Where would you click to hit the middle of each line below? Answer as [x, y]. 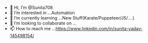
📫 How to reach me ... [33, 29]
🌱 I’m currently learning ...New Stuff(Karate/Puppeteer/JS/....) [72, 18]
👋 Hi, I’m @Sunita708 [31, 8]
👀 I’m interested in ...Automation [42, 13]
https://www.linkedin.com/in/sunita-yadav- [99, 29]
